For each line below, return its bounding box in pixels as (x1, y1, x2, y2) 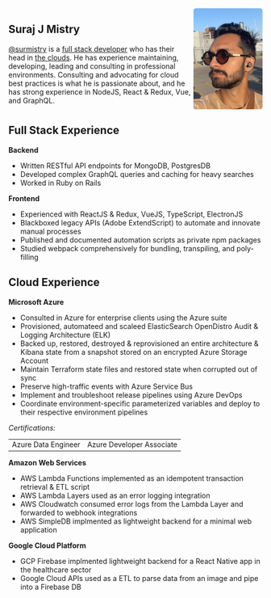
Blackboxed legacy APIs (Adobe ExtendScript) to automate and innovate (19, 217, 261, 227)
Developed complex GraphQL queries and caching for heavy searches (19, 169, 254, 179)
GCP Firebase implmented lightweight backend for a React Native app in (19, 556, 261, 566)
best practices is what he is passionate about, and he (8, 78, 186, 88)
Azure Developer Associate (87, 440, 178, 449)
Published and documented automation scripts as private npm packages (19, 234, 261, 245)
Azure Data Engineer (11, 440, 81, 449)
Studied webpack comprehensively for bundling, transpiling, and (19, 243, 236, 253)
